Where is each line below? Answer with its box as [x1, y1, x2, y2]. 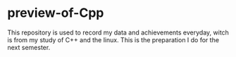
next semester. [7, 43, 51, 51]
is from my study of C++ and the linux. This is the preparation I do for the [7, 35, 220, 44]
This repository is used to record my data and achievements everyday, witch [7, 28, 229, 37]
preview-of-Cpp [7, 5, 104, 21]
